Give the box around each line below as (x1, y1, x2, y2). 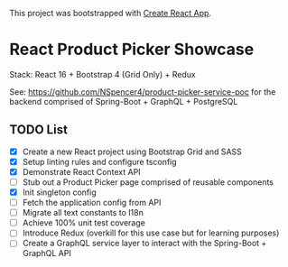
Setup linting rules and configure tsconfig (22, 156, 178, 167)
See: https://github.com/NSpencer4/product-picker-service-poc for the (9, 86, 276, 97)
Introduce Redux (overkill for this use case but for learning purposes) (22, 227, 280, 238)
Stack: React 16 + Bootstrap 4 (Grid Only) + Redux (9, 69, 196, 79)
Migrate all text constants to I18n (22, 207, 144, 218)
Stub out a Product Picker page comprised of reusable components (22, 176, 274, 188)
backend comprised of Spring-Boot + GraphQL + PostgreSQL (9, 96, 238, 106)
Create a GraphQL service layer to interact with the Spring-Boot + (22, 238, 267, 249)
